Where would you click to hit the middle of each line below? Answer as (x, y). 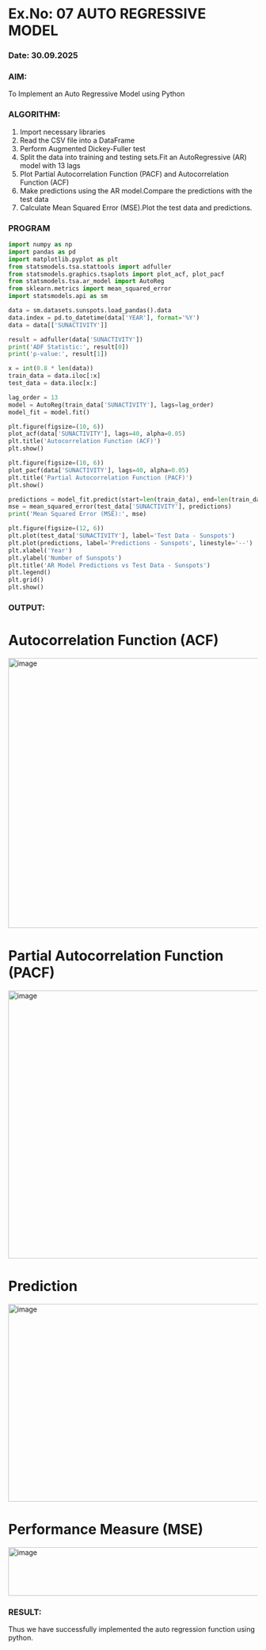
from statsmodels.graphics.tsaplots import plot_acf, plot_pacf (116, 274)
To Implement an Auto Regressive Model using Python (97, 94)
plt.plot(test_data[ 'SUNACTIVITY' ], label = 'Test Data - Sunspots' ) (122, 536)
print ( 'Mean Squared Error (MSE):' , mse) (78, 514)
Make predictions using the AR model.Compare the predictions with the (136, 190)
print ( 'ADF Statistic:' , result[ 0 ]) (68, 347)
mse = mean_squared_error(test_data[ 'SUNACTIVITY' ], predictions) (120, 507)
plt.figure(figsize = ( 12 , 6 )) (56, 529)
